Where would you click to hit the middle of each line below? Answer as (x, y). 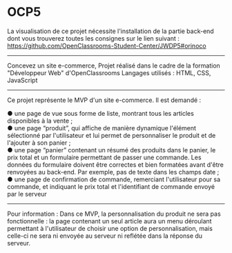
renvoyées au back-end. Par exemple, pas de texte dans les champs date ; (113, 172)
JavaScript (22, 80)
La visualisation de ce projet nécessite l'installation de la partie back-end (110, 31)
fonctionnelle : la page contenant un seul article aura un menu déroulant (109, 221)
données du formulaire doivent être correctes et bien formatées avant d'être (116, 164)
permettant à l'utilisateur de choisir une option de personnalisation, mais (110, 228)
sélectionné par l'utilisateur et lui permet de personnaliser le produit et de (112, 135)
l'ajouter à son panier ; (39, 143)
